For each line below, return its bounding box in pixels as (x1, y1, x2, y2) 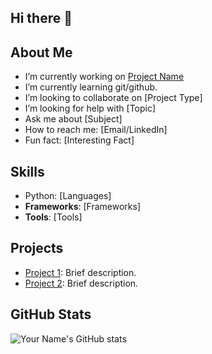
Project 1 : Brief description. (24, 266, 137, 278)
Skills (10, 163, 45, 180)
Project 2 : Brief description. (24, 277, 139, 289)
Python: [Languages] (24, 190, 112, 202)
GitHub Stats (10, 306, 92, 323)
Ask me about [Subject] (24, 113, 123, 125)
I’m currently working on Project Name (24, 71, 185, 83)
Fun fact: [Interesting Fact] (24, 134, 135, 146)
